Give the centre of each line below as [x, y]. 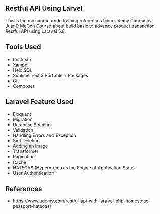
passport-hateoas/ [32, 206]
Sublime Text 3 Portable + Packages [50, 75]
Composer [23, 86]
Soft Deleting [26, 141]
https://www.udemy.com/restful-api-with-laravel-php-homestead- [82, 201]
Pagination [24, 157]
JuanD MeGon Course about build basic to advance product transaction [80, 26]
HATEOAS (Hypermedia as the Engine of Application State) [74, 168]
